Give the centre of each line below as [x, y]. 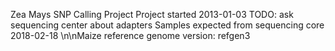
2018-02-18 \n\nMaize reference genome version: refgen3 [130, 35]
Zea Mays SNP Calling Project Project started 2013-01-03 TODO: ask [152, 14]
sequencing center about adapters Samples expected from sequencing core [167, 25]
